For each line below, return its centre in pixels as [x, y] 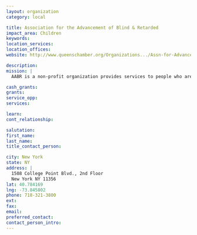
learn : [14, 114]
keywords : [18, 39]
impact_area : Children [34, 33]
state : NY [18, 163]
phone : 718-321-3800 [31, 195]
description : [22, 65]
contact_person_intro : [34, 223]
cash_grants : [22, 87]
